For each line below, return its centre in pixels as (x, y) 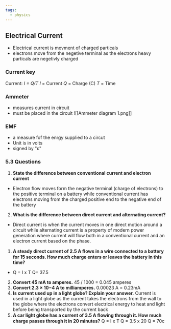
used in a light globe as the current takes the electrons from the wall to (87, 298)
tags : (11, 10)
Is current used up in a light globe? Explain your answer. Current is (84, 293)
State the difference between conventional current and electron (82, 173)
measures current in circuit (41, 108)
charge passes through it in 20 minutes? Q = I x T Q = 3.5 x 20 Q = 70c (89, 321)
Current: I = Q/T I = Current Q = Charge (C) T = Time (60, 83)
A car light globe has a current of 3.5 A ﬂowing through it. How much (87, 315)
